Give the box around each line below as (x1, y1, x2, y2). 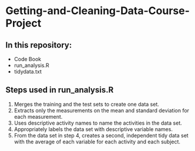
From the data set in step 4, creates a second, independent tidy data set (14, 132, 189, 139)
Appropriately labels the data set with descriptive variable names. (14, 125, 173, 133)
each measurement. (14, 113, 63, 120)
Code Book (14, 56, 42, 62)
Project (5, 16, 42, 30)
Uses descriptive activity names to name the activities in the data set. (14, 119, 183, 126)
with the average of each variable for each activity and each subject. (14, 138, 180, 145)
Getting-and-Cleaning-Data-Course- (5, 4, 190, 18)
